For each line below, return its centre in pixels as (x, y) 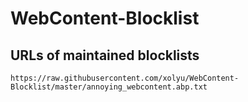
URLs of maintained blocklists (105, 55)
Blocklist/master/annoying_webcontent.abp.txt (109, 87)
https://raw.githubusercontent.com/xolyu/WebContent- (125, 78)
